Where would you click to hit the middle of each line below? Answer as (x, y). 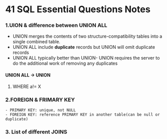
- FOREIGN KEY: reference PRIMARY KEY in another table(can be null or (82, 115)
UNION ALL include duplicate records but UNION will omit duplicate (84, 47)
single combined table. (37, 42)
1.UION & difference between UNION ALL (56, 25)
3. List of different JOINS (36, 132)
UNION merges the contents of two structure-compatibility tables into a (87, 36)
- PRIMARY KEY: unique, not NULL (41, 110)
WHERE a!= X (27, 86)
